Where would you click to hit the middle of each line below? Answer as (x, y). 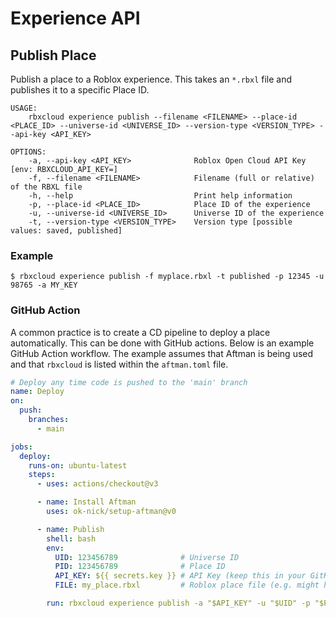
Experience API (75, 18)
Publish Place (53, 55)
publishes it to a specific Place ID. (80, 90)
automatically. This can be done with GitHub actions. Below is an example (162, 343)
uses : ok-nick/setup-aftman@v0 (111, 512)
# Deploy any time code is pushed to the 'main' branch (129, 382)
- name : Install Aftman (86, 502)
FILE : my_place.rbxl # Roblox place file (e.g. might (187, 585)
